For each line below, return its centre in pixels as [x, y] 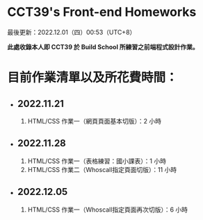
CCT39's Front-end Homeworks [102, 12]
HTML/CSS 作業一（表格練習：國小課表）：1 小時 [97, 161]
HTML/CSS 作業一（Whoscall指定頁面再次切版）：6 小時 [108, 210]
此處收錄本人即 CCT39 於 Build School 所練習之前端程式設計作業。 [103, 46]
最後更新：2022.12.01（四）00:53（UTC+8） [72, 32]
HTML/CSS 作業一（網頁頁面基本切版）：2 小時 [95, 121]
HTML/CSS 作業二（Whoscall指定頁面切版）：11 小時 [102, 169]
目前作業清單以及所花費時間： [93, 78]
